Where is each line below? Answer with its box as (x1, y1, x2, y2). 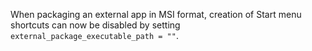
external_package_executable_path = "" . (10, 30, 179, 41)
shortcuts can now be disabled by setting (10, 19, 181, 31)
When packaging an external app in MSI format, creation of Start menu (10, 9, 302, 20)
